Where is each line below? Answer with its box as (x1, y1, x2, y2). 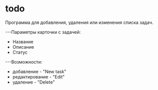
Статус (12, 49, 28, 55)
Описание (12, 44, 34, 50)
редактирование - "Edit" (12, 74, 65, 80)
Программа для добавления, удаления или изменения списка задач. (5, 19, 153, 25)
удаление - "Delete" (12, 79, 55, 85)
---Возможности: (5, 59, 43, 65)
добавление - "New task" (12, 68, 67, 75)
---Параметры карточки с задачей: (5, 29, 81, 35)
